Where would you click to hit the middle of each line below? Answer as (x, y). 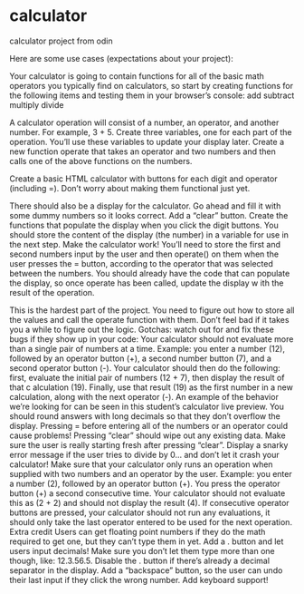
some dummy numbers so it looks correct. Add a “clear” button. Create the (149, 215)
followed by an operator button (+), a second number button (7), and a (140, 358)
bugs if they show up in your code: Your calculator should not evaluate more (152, 339)
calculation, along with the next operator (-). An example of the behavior (144, 396)
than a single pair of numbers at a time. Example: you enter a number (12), (147, 348)
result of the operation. (52, 292)
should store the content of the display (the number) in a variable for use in (149, 234)
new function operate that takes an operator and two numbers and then (142, 151)
